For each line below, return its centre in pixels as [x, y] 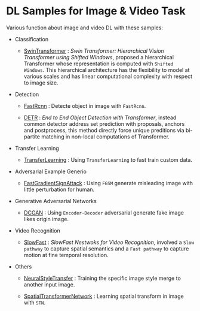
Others [23, 266]
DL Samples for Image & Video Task [96, 11]
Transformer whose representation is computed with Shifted [99, 64]
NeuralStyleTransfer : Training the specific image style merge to [102, 278]
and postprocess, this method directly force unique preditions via [104, 130]
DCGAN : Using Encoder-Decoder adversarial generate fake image [104, 212]
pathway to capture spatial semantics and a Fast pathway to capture [106, 248]
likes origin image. [46, 219]
